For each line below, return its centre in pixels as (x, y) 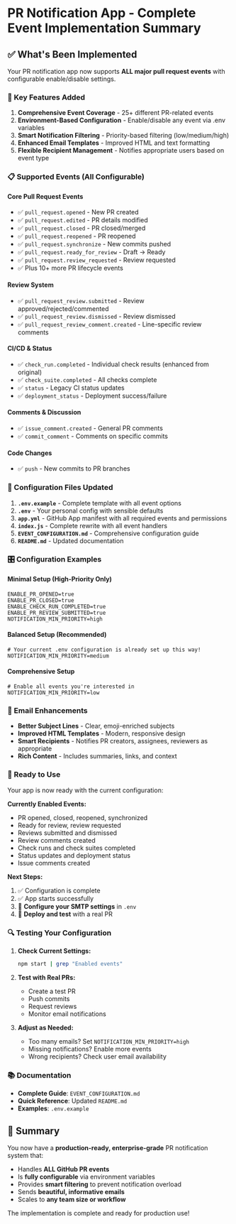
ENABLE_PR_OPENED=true (41, 594)
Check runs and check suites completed (77, 848)
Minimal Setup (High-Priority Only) (60, 579)
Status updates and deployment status (74, 855)
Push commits (49, 998)
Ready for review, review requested (69, 825)
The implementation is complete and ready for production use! (99, 1213)
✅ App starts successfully (56, 898)
